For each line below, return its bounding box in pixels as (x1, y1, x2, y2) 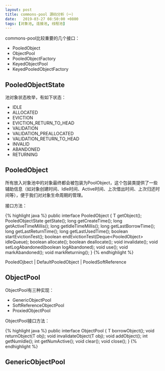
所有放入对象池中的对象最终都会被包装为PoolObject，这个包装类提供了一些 (5, 179, 158, 186)
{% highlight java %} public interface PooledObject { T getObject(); (5, 212, 142, 218)
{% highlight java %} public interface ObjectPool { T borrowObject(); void (5, 327, 155, 333)
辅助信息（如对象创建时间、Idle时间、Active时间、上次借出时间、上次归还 (5, 186, 156, 192)
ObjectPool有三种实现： (5, 287, 54, 293)
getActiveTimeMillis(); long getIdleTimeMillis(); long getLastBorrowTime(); (5, 223, 155, 229)
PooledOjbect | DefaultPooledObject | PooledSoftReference (5, 259, 126, 265)
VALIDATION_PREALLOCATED (12, 131, 74, 137)
